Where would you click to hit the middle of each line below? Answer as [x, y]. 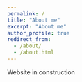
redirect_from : [29, 40]
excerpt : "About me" [37, 26]
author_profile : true [39, 33]
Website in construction [41, 72]
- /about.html [34, 53]
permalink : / [26, 14]
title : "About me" [34, 20]
